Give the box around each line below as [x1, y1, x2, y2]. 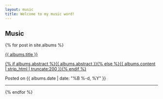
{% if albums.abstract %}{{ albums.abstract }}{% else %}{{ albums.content [5, 61, 156, 67]
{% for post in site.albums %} [5, 42, 64, 48]
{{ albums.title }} [5, 52, 38, 57]
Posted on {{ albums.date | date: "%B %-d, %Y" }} [5, 75, 106, 81]
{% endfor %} [5, 89, 33, 95]
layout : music [5, 7, 34, 12]
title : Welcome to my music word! [5, 12, 75, 16]
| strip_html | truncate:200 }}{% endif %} [5, 66, 86, 72]
